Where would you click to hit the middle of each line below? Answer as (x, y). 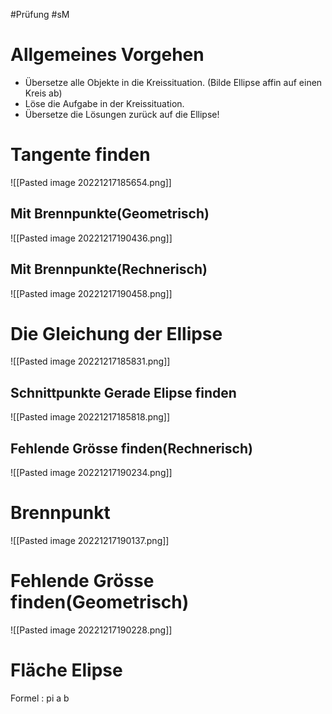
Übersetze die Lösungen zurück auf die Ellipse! (122, 114)
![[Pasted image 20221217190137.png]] (90, 540)
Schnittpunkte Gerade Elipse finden (123, 392)
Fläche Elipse (66, 670)
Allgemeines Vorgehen (107, 55)
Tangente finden (80, 155)
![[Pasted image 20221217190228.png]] (91, 630)
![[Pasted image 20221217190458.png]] (91, 293)
